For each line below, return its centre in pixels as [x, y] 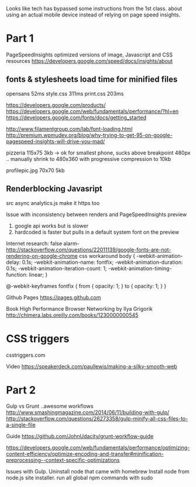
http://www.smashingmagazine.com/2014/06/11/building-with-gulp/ [88, 412]
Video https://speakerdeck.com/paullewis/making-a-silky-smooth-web [92, 366]
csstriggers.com [26, 355]
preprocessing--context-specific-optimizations [63, 460]
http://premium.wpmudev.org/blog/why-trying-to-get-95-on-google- [89, 135]
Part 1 [20, 38]
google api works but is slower [51, 226]
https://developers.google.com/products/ [56, 105]
